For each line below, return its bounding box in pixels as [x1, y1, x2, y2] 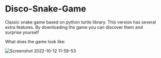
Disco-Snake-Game [5, 3, 86, 14]
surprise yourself [5, 29, 39, 35]
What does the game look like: [5, 38, 65, 44]
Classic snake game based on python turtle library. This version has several [5, 19, 156, 25]
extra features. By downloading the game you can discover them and [5, 24, 143, 30]
